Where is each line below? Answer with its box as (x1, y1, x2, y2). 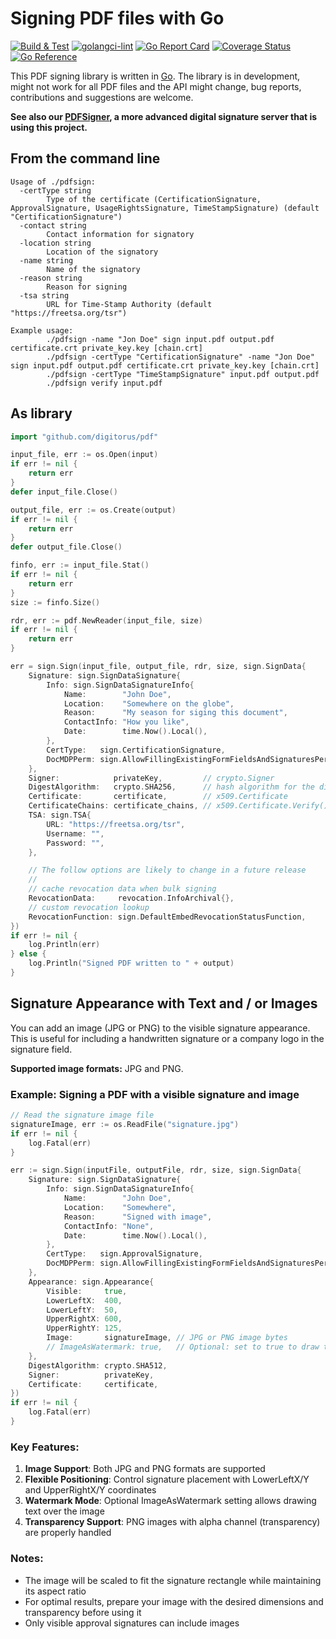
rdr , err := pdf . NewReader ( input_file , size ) (10, 615, 203, 626)
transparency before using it (24, 1606, 142, 1618)
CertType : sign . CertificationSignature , (46, 745, 226, 755)
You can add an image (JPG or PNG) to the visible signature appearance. (10, 1022, 311, 1034)
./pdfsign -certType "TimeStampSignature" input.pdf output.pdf (46, 369, 320, 379)
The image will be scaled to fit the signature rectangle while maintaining (24, 1574, 322, 1586)
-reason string (19, 273, 83, 283)
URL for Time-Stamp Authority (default (46, 299, 213, 309)
